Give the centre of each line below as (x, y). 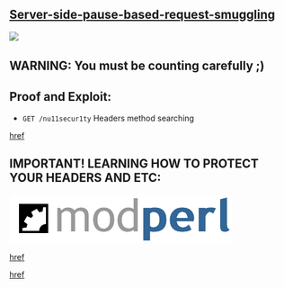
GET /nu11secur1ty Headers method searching (108, 118)
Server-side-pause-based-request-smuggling (142, 15)
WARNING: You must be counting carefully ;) (137, 66)
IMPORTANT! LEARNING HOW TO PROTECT (134, 164)
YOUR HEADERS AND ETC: (85, 178)
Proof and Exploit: (61, 97)
